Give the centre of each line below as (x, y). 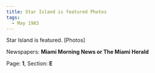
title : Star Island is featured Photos (57, 12)
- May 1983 (25, 23)
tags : (13, 17)
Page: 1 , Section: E (29, 63)
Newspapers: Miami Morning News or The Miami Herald (78, 52)
